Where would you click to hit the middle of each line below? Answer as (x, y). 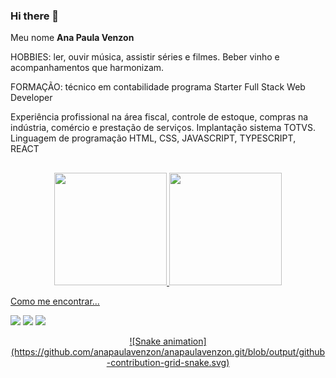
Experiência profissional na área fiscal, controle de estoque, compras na (159, 117)
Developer (31, 98)
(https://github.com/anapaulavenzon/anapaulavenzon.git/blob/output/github (168, 351)
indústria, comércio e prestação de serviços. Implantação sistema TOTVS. (163, 128)
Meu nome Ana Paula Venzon (72, 38)
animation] (185, 341)
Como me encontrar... (55, 301)
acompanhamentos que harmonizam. (87, 68)
